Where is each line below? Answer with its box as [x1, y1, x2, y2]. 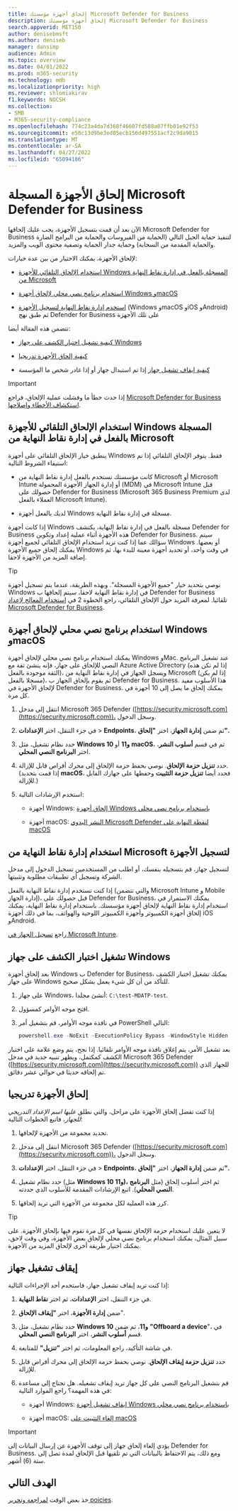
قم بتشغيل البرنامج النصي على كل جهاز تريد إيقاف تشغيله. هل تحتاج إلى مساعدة [18, 1378, 229, 1387]
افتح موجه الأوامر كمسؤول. [18, 1005, 90, 1013]
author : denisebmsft [8, 30, 69, 38]
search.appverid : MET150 [8, 23, 81, 31]
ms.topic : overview [8, 57, 66, 64]
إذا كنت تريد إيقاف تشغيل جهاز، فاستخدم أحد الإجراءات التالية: [8, 1281, 169, 1289]
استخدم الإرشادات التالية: [18, 790, 84, 799]
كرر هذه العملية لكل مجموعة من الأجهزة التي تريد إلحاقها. [18, 1198, 169, 1207]
